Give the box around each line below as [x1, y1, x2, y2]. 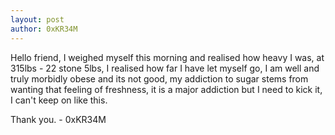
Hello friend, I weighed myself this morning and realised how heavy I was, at [10, 51, 325, 63]
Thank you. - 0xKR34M [10, 113, 107, 125]
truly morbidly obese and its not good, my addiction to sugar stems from [10, 72, 309, 85]
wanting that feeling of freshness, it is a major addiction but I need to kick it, [10, 83, 323, 95]
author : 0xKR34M [10, 24, 78, 34]
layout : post [10, 14, 65, 25]
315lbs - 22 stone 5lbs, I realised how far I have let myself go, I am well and [10, 62, 320, 74]
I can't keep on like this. [10, 94, 108, 106]
